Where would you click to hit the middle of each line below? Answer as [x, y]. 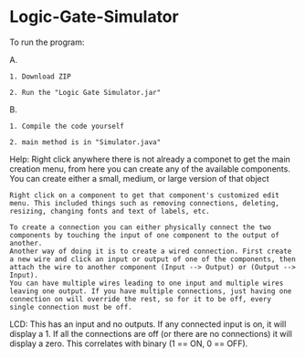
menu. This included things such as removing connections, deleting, [145, 203]
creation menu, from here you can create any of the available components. [150, 168]
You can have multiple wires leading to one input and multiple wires [147, 283]
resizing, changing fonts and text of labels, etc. [110, 211]
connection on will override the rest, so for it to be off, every [141, 299]
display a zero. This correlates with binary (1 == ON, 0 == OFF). [129, 343]
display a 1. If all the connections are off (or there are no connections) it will [151, 333]
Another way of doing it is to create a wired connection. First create [151, 251]
